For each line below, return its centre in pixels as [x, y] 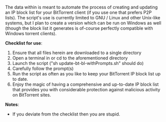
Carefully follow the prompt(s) [43, 68]
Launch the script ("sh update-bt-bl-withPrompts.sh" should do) [78, 63]
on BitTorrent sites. [31, 95]
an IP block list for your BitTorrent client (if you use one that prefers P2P [79, 12]
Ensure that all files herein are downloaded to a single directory [77, 53]
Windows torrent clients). [31, 33]
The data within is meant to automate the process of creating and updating [82, 7]
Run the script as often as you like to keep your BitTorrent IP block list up [86, 74]
